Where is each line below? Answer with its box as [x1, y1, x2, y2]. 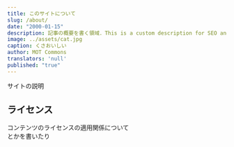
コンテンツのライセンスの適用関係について [7, 123, 130, 132]
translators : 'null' [7, 55, 68, 62]
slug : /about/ [7, 17, 49, 24]
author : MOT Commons [7, 49, 68, 56]
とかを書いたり [7, 132, 50, 141]
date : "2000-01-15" [7, 23, 64, 30]
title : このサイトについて [7, 10, 76, 17]
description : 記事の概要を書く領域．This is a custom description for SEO [7, 29, 217, 37]
